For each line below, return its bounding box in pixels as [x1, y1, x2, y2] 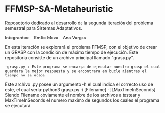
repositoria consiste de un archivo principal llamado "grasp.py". [5, 54, 134, 60]
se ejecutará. [5, 102, 32, 108]
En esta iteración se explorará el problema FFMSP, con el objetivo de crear [5, 44, 157, 50]
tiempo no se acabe [5, 73, 45, 77]
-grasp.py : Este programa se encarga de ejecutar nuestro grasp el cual [5, 64, 161, 69]
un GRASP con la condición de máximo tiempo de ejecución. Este [5, 49, 138, 55]
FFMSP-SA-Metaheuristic [5, 3, 113, 15]
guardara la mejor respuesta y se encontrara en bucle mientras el [5, 68, 147, 74]
